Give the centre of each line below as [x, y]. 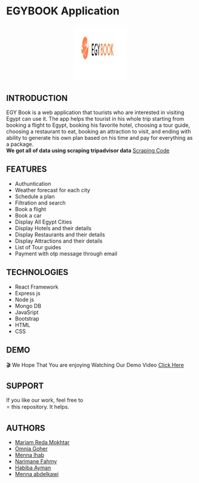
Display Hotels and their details [53, 228]
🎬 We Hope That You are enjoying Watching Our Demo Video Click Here [95, 365]
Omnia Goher [31, 449]
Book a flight [30, 209]
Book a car [28, 215]
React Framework [36, 287]
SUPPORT [25, 386]
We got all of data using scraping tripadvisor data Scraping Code [88, 151]
